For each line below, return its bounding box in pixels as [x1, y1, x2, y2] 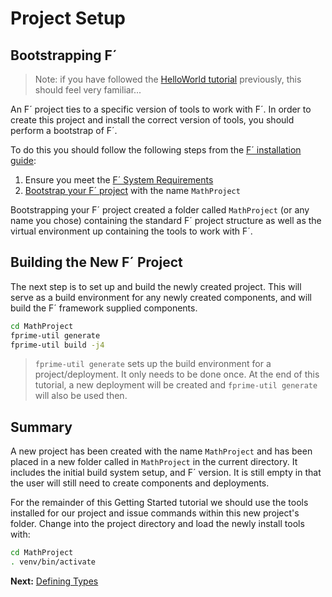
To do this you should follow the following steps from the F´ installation [10, 144, 302, 156]
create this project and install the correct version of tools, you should [10, 114, 295, 126]
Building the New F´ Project [10, 254, 183, 271]
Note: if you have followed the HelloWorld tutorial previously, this [34, 73, 302, 85]
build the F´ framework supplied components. [10, 302, 198, 314]
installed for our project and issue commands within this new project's [10, 507, 300, 519]
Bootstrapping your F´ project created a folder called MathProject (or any [10, 204, 310, 216]
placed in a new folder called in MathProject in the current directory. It [10, 456, 298, 468]
